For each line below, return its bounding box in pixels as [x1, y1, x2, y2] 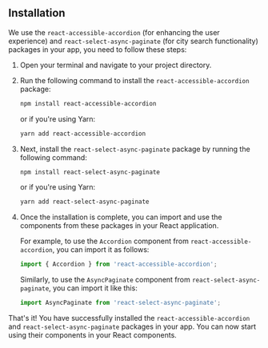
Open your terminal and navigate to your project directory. [19, 60, 212, 70]
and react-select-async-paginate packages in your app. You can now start [8, 322, 257, 331]
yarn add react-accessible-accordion [19, 130, 146, 138]
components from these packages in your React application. [19, 221, 219, 230]
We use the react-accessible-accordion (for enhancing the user [8, 27, 220, 37]
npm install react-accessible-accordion [19, 99, 157, 107]
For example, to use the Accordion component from [19, 236, 190, 246]
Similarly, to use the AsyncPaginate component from [19, 275, 190, 285]
